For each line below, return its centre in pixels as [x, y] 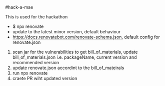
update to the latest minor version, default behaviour [66, 32]
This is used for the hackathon [36, 17]
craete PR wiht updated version [45, 78]
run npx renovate [30, 73]
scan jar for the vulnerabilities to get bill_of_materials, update [75, 52]
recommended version [36, 62]
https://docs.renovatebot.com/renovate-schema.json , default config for [86, 37]
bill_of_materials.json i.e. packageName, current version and [74, 57]
